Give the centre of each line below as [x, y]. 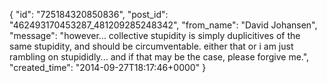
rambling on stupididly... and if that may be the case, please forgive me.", [159, 57]
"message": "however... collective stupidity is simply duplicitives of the [155, 35]
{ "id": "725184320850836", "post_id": [89, 14]
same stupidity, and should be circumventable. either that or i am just [151, 46]
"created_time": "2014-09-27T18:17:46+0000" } [108, 67]
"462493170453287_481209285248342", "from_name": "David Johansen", [163, 25]
